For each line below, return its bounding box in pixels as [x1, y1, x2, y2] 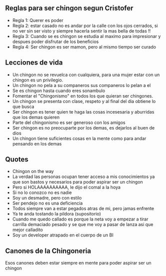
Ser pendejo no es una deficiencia [12, 200, 83, 206]
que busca [12, 103, 34, 109]
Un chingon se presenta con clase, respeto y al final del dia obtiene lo [12, 98, 156, 104]
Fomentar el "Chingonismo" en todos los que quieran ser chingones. [12, 92, 154, 99]
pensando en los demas [12, 140, 62, 146]
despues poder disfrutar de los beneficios [12, 38, 99, 44]
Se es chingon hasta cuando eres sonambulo [12, 87, 106, 93]
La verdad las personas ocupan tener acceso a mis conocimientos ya [12, 173, 155, 179]
